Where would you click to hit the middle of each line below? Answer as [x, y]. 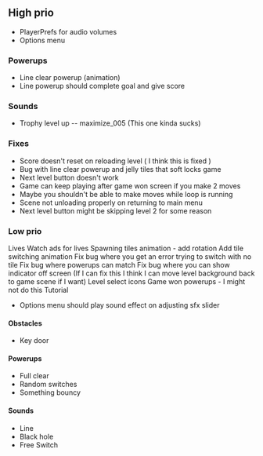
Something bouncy [50, 392]
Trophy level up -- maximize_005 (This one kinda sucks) [110, 123]
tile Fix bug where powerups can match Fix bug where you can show [119, 265]
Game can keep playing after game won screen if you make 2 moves [130, 186]
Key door [34, 341]
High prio [31, 13]
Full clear [34, 376]
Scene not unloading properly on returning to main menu [111, 202]
